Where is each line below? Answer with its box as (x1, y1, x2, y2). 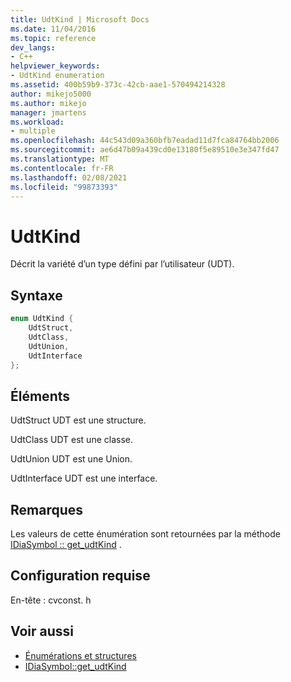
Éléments (10, 387, 71, 405)
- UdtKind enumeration (10, 71, 105, 81)
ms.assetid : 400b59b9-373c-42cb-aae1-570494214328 (10, 80, 226, 90)
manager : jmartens (10, 107, 87, 118)
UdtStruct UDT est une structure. (10, 414, 147, 426)
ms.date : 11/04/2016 (10, 24, 97, 34)
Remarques (10, 501, 84, 518)
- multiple (10, 126, 56, 136)
